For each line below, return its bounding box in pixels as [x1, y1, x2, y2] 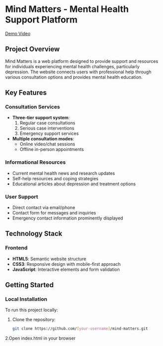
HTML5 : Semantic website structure [12, 255, 87, 262]
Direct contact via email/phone [12, 205, 75, 211]
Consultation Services [5, 104, 60, 111]
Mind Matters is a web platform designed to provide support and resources [5, 58, 159, 64]
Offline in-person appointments [19, 146, 84, 152]
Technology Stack [5, 230, 62, 238]
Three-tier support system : [12, 115, 70, 120]
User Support [5, 193, 38, 200]
